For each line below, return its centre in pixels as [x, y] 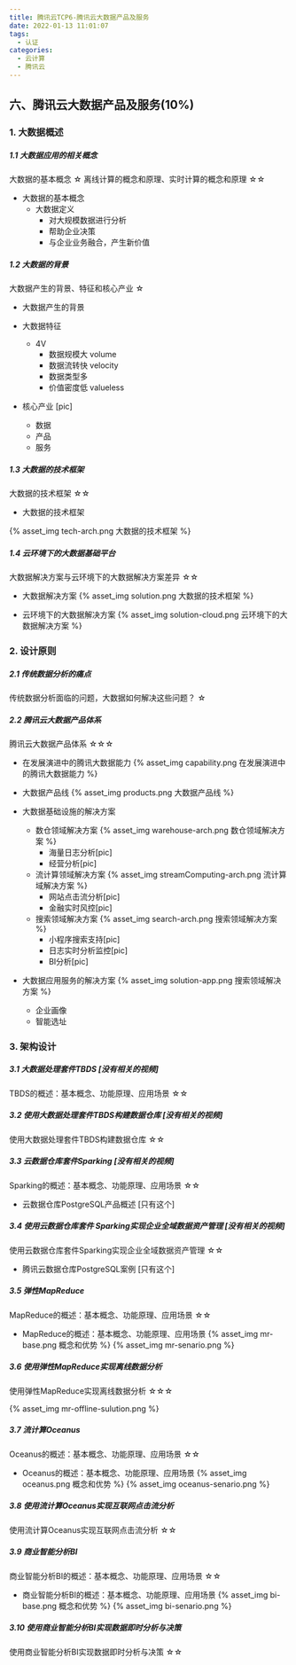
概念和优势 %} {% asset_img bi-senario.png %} [145, 1606]
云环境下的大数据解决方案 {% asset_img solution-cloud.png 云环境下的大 [155, 615]
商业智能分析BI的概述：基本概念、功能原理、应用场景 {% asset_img [145, 1595]
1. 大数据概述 [36, 132]
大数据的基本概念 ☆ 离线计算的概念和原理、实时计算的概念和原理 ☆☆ [137, 179]
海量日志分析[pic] [80, 852]
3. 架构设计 [33, 1046]
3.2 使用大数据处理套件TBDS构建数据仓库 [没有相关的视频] [116, 1115]
